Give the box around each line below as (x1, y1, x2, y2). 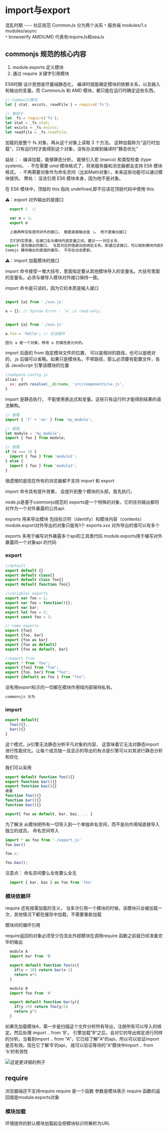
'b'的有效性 (5, 1048, 28, 1054)
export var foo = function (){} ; (5, 600, 72, 605)
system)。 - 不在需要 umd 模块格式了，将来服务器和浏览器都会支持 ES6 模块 (5, 163, 162, 169)
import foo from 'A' (9, 990, 52, 995)
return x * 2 (14, 972, 37, 977)
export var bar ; (5, 605, 39, 610)
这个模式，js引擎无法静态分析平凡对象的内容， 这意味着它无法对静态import (5, 741, 159, 747)
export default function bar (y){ (9, 999, 79, 1004)
